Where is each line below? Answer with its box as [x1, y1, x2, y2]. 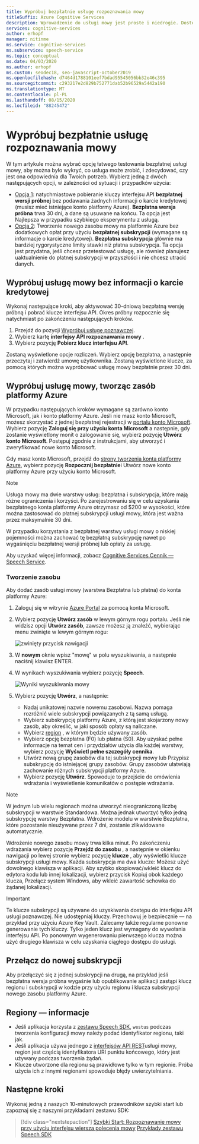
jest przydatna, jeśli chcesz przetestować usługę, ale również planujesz [14, 248, 190, 255]
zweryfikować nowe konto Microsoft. [6, 444, 97, 451]
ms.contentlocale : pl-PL [6, 92, 68, 97]
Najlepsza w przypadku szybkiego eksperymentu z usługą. [14, 216, 159, 223]
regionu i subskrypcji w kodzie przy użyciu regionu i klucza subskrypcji [6, 984, 180, 991]
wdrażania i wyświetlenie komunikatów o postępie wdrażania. [23, 780, 175, 787]
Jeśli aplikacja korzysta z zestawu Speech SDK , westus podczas [14, 1023, 172, 1030]
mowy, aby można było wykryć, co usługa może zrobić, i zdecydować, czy [6, 167, 188, 174]
